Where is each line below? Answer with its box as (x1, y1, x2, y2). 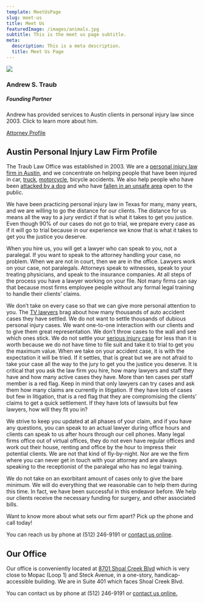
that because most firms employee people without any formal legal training (6, 284, 195, 291)
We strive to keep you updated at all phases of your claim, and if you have (6, 417, 192, 425)
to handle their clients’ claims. (6, 291, 81, 298)
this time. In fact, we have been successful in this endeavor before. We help (6, 488, 197, 495)
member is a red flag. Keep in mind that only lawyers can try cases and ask (6, 380, 195, 388)
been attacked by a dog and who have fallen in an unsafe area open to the (6, 182, 193, 190)
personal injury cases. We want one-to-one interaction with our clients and (6, 322, 194, 329)
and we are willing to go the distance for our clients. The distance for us (6, 207, 187, 214)
